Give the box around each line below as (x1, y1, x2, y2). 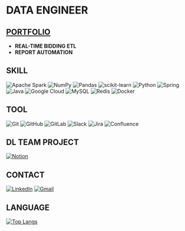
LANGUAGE (6, 202, 50, 212)
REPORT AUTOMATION (14, 49, 73, 56)
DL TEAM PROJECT (6, 138, 80, 148)
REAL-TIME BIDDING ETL (14, 42, 77, 49)
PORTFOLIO (6, 27, 51, 37)
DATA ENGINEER (6, 4, 88, 17)
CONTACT (6, 170, 45, 180)
